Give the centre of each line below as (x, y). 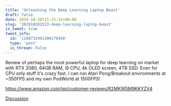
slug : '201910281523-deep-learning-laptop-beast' (59, 24)
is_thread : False (28, 48)
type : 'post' (24, 43)
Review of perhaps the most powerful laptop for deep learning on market (82, 62)
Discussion (17, 98)
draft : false (19, 15)
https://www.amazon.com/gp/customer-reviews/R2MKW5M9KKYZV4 (79, 88)
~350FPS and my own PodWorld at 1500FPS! (53, 78)
